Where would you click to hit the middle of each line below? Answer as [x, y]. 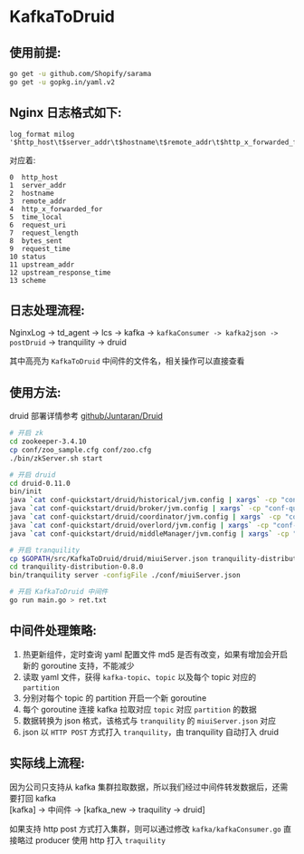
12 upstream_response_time [60, 272]
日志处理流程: [47, 310]
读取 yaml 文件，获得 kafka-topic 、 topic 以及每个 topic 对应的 [139, 676]
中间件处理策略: [53, 631]
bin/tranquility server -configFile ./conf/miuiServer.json [125, 576]
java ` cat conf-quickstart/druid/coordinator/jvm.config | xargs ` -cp [145, 517]
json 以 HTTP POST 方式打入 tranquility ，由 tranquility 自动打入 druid [150, 732]
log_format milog [42, 134]
